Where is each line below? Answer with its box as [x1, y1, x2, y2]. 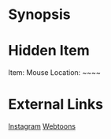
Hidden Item [8, 42, 91, 60]
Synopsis [8, 6, 71, 24]
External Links [8, 96, 104, 114]
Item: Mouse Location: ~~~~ [8, 68, 101, 77]
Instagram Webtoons [8, 122, 76, 131]
